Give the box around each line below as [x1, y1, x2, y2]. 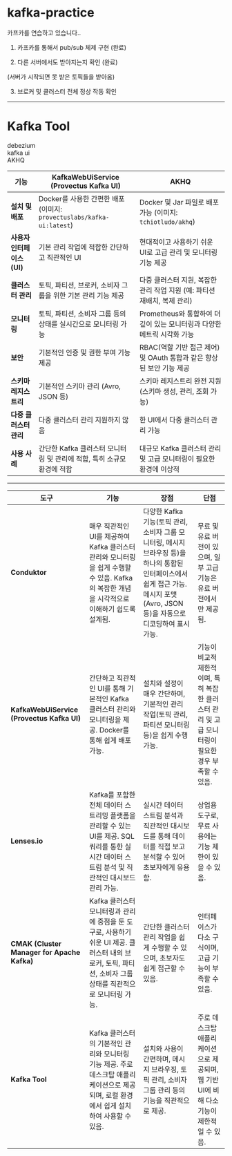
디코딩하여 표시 [143, 618, 190, 628]
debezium [7, 141, 36, 149]
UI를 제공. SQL [89, 831, 135, 841]
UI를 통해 [97, 683, 126, 693]
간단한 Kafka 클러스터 [38, 444, 106, 453]
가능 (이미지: [139, 207, 178, 217]
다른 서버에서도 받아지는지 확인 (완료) [17, 57, 118, 66]
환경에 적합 [38, 464, 72, 474]
